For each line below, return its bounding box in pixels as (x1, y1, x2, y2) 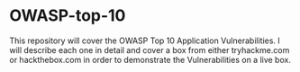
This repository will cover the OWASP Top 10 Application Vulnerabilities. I (9, 35, 281, 46)
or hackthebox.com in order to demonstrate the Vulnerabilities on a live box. (9, 54, 291, 65)
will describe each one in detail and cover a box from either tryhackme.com (9, 44, 290, 55)
